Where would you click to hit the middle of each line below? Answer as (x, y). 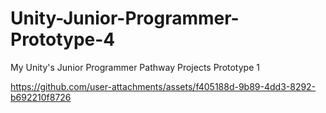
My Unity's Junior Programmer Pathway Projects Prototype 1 (135, 67)
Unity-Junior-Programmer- (125, 18)
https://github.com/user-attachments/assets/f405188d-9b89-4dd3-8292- (163, 86)
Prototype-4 (63, 39)
